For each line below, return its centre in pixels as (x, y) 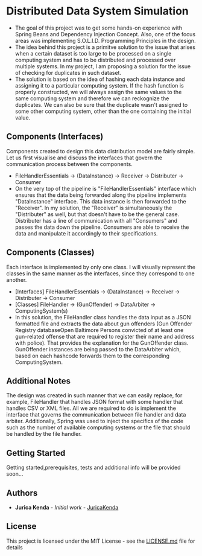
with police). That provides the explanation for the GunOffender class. (102, 343)
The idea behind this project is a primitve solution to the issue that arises (105, 47)
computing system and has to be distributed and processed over (95, 60)
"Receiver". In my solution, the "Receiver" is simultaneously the (93, 208)
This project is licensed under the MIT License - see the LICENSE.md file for (101, 541)
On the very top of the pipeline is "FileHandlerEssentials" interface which (106, 188)
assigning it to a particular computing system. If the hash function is (99, 85)
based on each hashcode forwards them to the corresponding (92, 356)
